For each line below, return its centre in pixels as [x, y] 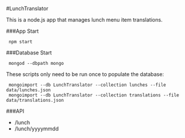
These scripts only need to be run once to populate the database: [85, 74]
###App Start [23, 31]
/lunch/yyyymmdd [37, 129]
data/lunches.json [28, 90]
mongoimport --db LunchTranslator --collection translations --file [94, 95]
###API [15, 111]
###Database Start [29, 53]
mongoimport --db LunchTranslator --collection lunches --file [87, 85]
